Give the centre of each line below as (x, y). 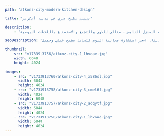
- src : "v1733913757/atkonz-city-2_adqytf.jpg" (63, 103)
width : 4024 (30, 95)
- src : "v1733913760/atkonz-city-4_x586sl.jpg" (63, 76)
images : (13, 72)
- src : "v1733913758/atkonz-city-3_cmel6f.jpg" (63, 90)
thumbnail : (16, 49)
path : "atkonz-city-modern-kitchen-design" (50, 10)
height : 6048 (31, 99)
